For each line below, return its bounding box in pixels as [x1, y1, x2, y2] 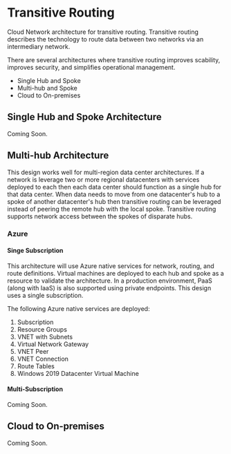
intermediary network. [7, 42, 71, 50]
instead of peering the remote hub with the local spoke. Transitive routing [7, 205, 216, 213]
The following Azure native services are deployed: [7, 304, 150, 312]
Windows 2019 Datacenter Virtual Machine [17, 369, 140, 377]
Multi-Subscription [7, 385, 64, 393]
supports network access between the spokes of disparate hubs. [7, 212, 193, 220]
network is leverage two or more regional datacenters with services [7, 175, 200, 184]
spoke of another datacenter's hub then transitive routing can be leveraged [7, 197, 221, 205]
